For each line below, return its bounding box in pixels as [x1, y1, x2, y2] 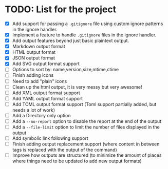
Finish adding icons [12, 72, 54, 78]
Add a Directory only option [12, 112, 71, 118]
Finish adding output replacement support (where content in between [12, 141, 160, 147]
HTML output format [12, 49, 56, 55]
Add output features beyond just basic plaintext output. [12, 37, 129, 44]
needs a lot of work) [12, 107, 55, 113]
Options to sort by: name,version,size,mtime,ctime [12, 67, 119, 73]
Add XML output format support [12, 90, 80, 96]
